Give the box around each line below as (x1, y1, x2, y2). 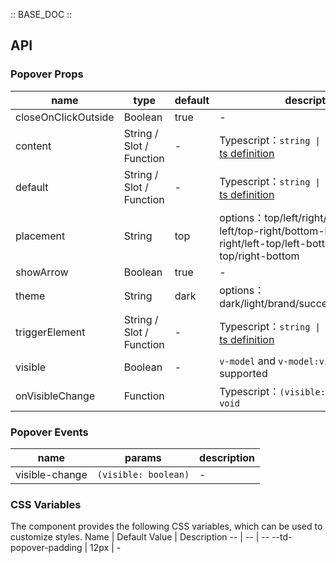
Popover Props (10, 67, 84, 81)
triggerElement (15, 325, 86, 339)
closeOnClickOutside (15, 110, 115, 124)
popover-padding (10, 542, 83, 554)
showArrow (15, 265, 69, 279)
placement (15, 229, 66, 243)
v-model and (219, 354, 276, 368)
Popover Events (10, 425, 89, 439)
